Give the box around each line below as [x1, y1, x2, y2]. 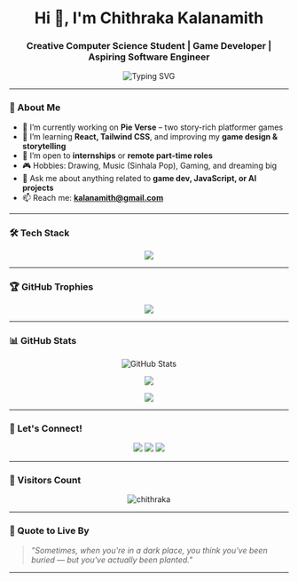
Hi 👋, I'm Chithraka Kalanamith [34, 8, 264, 28]
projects [21, 182, 54, 193]
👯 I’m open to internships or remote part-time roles [21, 150, 213, 161]
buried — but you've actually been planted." [30, 554, 193, 565]
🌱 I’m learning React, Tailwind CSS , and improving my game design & [21, 131, 278, 141]
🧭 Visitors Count [9, 474, 82, 486]
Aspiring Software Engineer [88, 51, 210, 63]
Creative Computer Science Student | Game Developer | [26, 40, 272, 52]
